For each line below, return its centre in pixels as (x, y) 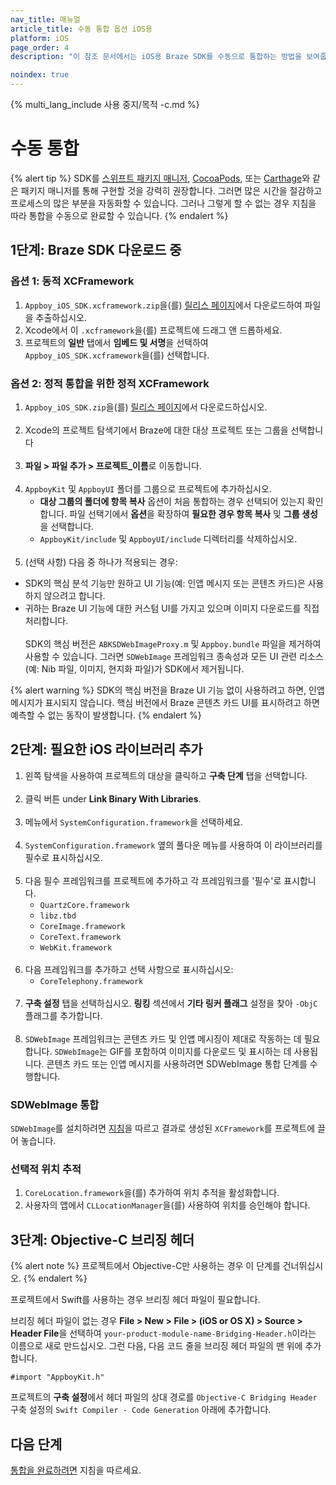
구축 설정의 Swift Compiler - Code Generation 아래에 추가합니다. (141, 1410)
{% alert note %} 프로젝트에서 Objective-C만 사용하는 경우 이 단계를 (145, 1266)
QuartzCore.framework (84, 905)
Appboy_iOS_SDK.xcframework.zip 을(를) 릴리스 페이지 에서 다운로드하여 (163, 305)
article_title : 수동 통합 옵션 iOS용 (81, 29)
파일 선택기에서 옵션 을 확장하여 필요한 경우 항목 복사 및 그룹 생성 (193, 513)
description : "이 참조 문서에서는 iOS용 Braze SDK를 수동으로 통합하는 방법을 (156, 57)
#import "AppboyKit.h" (57, 1377)
